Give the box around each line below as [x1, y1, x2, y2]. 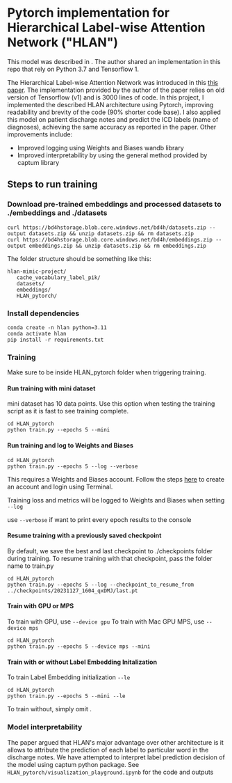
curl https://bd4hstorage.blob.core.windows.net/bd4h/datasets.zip [7, 224, 207, 231]
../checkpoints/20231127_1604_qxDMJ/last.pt [7, 587, 138, 594]
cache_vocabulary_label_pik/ [16, 274, 101, 281]
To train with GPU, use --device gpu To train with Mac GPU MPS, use [7, 617, 205, 626]
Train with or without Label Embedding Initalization [7, 658, 158, 666]
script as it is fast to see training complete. [7, 407, 129, 416]
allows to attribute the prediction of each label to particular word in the [7, 745, 209, 754]
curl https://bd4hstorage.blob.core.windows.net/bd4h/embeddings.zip [7, 236, 213, 243]
